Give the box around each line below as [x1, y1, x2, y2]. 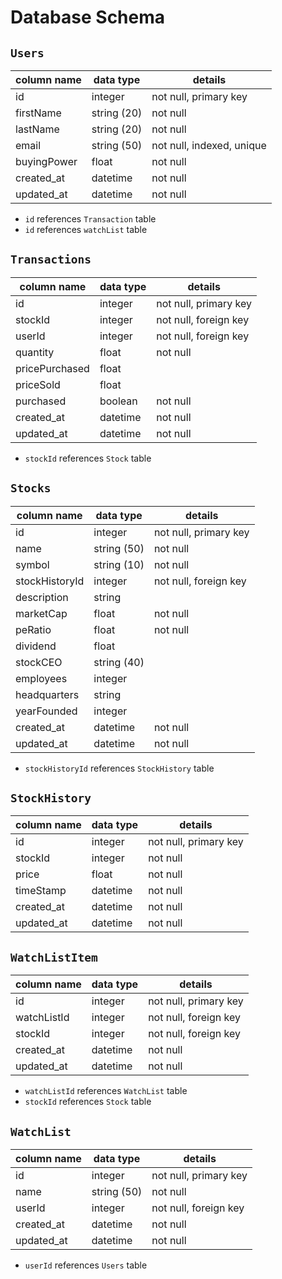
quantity [15, 345, 55, 359]
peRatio [15, 622, 52, 636]
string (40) [93, 655, 145, 669]
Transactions [10, 252, 92, 267]
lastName [15, 122, 60, 136]
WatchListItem [10, 950, 98, 965]
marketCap [15, 606, 68, 620]
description [15, 590, 69, 604]
